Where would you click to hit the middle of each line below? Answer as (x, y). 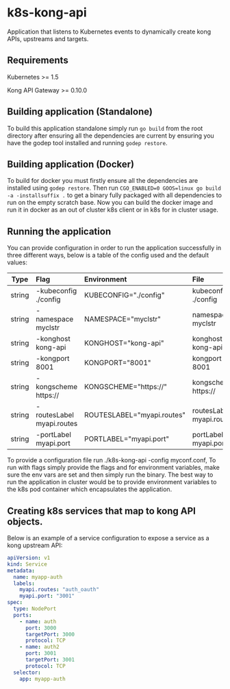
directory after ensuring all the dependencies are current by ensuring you (111, 136)
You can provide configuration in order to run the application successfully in (114, 248)
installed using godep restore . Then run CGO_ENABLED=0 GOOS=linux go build (114, 188)
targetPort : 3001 (50, 660)
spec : (15, 603)
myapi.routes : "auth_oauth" (59, 590)
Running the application (59, 231)
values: (17, 262)
